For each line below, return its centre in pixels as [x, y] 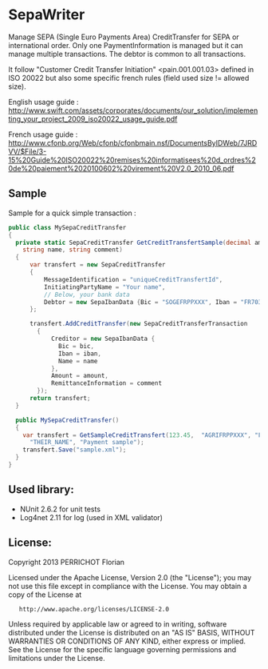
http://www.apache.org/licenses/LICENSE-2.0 [94, 609]
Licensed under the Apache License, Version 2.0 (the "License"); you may [130, 577]
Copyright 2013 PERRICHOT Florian [67, 562]
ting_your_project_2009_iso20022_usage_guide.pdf [93, 118]
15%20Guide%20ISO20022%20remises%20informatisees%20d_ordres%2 [132, 160]
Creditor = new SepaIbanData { [103, 339]
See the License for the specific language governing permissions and [122, 649]
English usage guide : [43, 102]
